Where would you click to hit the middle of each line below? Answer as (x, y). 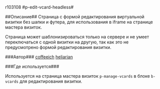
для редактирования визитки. (51, 81)
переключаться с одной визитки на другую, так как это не (67, 42)
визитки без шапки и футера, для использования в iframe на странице (79, 22)
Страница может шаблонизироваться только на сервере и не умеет (77, 37)
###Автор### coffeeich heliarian (39, 57)
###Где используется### (32, 67)
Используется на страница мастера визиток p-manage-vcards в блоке (78, 76)
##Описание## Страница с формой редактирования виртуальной (75, 17)
